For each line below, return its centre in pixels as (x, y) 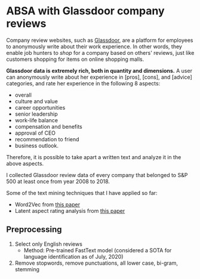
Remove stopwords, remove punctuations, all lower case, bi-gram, (96, 263)
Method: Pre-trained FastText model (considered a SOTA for (98, 250)
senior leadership (36, 114)
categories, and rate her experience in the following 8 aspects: (83, 83)
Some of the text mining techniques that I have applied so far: (82, 193)
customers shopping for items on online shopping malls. (75, 59)
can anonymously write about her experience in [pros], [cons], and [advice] (99, 77)
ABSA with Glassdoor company (86, 11)
